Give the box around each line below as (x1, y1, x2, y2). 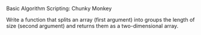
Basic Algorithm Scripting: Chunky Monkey (6, 5, 112, 12)
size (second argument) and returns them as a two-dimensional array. (6, 23, 179, 29)
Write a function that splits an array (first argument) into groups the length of (6, 16, 195, 23)
